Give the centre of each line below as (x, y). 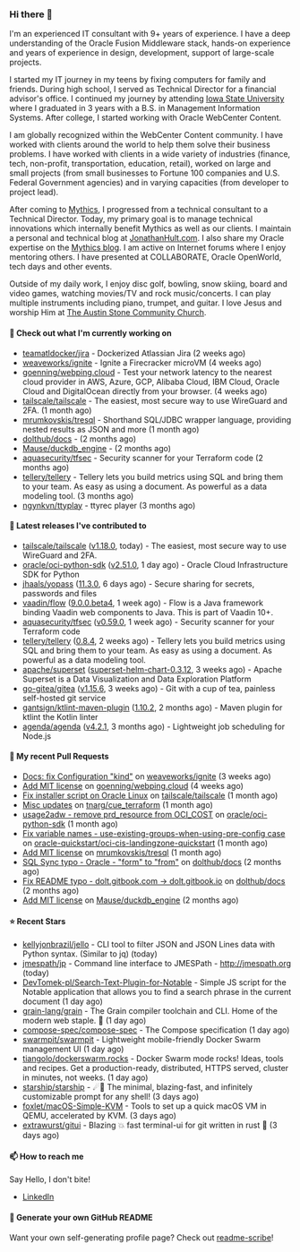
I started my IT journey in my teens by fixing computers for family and (138, 80)
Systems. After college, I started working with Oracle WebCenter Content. (146, 118)
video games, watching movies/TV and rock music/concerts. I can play (140, 294)
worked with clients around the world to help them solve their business (140, 145)
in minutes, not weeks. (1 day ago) (85, 1077)
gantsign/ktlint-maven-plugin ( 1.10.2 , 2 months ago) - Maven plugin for (152, 707)
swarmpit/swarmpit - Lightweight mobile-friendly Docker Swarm (141, 1040)
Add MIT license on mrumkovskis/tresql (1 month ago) (122, 852)
